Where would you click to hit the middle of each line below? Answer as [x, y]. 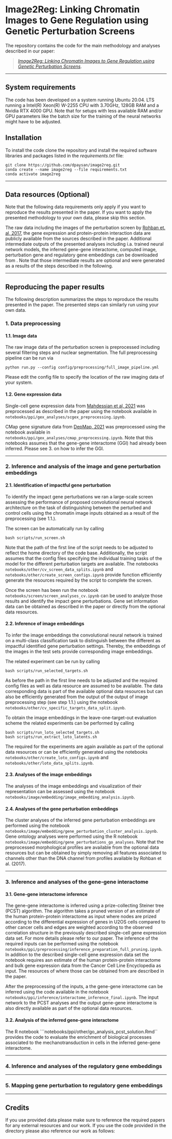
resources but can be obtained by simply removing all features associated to [86, 853]
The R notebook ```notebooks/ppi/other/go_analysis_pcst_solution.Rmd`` [81, 1032]
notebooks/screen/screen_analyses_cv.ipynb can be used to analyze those [84, 595]
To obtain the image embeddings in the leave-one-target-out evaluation [81, 717]
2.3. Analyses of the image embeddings [49, 775]
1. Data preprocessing [33, 324]
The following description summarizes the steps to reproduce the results [82, 300]
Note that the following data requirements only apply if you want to [76, 207]
